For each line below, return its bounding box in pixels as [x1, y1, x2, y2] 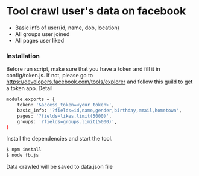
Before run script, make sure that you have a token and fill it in [6, 65, 161, 73]
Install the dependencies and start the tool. [6, 135, 113, 142]
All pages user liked [14, 37, 65, 44]
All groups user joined [14, 30, 70, 37]
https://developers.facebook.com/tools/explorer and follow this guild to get [6, 78, 193, 85]
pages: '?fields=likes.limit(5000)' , [17, 113, 112, 119]
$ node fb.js [6, 152, 39, 159]
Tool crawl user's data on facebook [6, 4, 186, 18]
